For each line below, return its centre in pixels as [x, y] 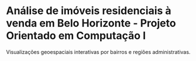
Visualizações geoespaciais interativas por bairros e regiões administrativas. [98, 52]
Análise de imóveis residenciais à [89, 11]
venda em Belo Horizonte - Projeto [91, 23]
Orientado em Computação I [76, 36]
